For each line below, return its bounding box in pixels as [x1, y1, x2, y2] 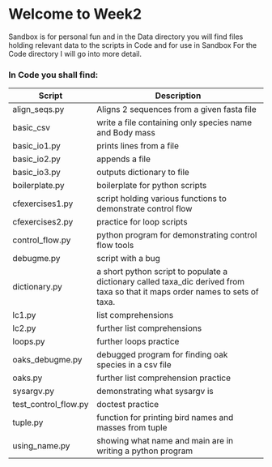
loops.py [12, 336, 46, 347]
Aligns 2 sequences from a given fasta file [96, 104, 257, 115]
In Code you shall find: [8, 69, 99, 80]
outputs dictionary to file [96, 167, 190, 178]
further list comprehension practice [96, 372, 232, 383]
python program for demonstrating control [96, 229, 257, 241]
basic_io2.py [12, 153, 61, 165]
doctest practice [96, 399, 159, 410]
